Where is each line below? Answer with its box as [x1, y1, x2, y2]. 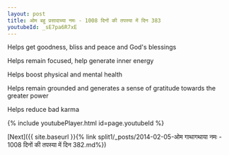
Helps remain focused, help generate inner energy [7, 57, 154, 65]
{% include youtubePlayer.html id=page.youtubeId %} [7, 119, 165, 127]
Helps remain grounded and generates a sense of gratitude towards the [7, 84, 216, 93]
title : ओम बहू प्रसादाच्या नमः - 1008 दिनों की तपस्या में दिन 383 [7, 17, 161, 24]
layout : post [7, 10, 46, 18]
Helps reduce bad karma [7, 105, 80, 114]
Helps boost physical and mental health [7, 70, 122, 79]
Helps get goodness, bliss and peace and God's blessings [7, 43, 177, 52]
